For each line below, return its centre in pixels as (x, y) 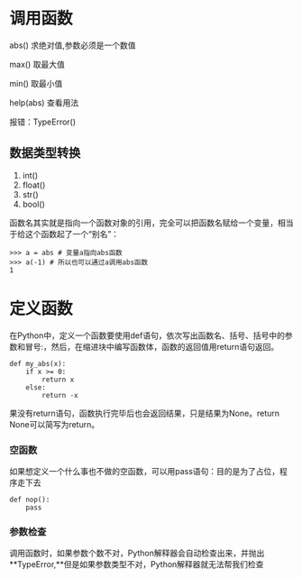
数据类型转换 (45, 153)
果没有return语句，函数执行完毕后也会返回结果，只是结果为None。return (145, 413)
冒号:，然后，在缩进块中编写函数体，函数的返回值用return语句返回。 (152, 346)
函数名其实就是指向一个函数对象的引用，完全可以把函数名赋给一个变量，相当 (151, 223)
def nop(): (30, 500)
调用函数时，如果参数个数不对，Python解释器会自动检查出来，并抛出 (137, 553)
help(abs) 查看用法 (44, 102)
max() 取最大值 (37, 64)
